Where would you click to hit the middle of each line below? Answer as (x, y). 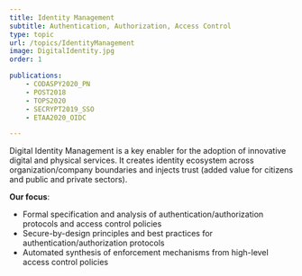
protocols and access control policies (92, 224)
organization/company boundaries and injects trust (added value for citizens (151, 170)
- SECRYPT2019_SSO (60, 109)
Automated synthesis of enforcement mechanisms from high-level (145, 253)
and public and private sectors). (69, 180)
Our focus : (30, 197)
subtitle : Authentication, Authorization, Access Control (120, 26)
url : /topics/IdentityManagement (72, 43)
